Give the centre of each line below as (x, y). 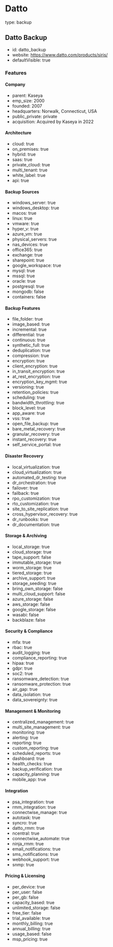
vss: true (21, 419)
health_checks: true (32, 764)
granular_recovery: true (36, 434)
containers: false (29, 297)
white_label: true (29, 175)
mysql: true (23, 271)
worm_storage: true (32, 567)
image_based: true (31, 324)
